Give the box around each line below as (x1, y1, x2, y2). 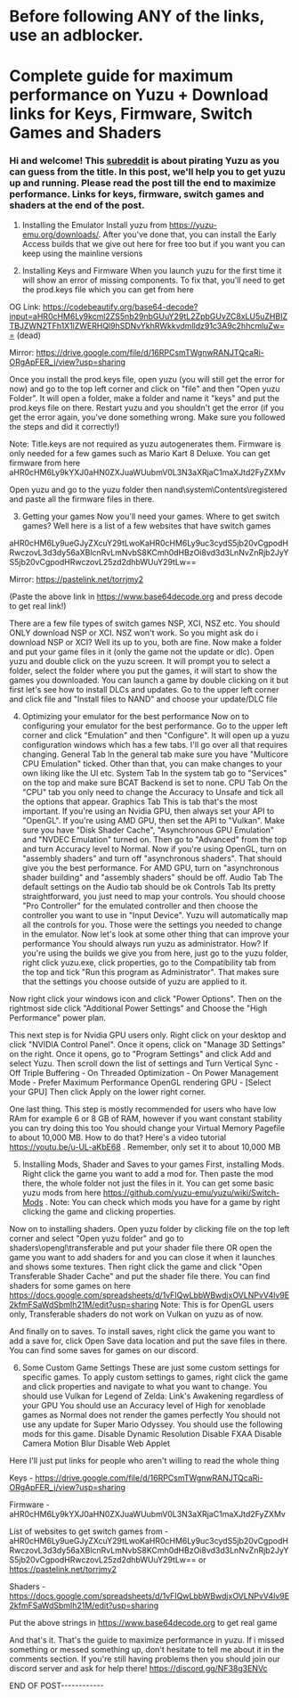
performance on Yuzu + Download (9, 85, 269, 105)
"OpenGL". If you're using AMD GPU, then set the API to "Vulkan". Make (21, 815, 285, 825)
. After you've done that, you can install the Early (98, 229, 277, 240)
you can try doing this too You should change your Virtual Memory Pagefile (9, 1122, 286, 1133)
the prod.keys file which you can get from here (21, 283, 194, 295)
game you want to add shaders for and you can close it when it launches (9, 1251, 276, 1262)
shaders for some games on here (9, 1280, 131, 1291)
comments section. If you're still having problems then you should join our (9, 1653, 280, 1664)
